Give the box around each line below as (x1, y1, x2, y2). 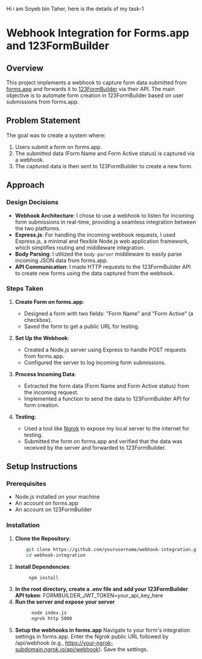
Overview (6, 63, 44, 73)
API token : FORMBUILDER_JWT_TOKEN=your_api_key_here (14, 592, 163, 599)
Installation (6, 521, 40, 529)
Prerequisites (6, 479, 46, 488)
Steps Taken (6, 285, 43, 293)
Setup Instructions (6, 461, 78, 472)
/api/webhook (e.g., (14, 639, 65, 647)
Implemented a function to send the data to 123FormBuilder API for (24, 395, 191, 402)
